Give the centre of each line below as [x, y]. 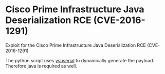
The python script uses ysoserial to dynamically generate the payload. [80, 60]
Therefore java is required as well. [41, 66]
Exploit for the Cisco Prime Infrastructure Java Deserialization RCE [76, 45]
